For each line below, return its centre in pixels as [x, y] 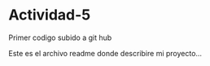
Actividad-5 [50, 15]
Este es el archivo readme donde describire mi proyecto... [105, 53]
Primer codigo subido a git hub [60, 37]
